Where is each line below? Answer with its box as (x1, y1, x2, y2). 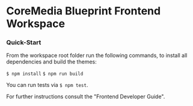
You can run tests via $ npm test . (6, 81, 88, 89)
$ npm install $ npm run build (6, 71, 84, 77)
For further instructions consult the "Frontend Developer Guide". (6, 93, 165, 100)
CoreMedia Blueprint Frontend (6, 4, 161, 18)
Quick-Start (6, 38, 41, 47)
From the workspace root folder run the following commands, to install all (6, 52, 188, 59)
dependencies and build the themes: (6, 58, 97, 65)
